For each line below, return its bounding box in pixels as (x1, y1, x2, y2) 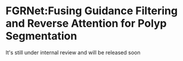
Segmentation (5, 30, 77, 43)
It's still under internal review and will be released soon (5, 49, 141, 56)
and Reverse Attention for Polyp (5, 17, 168, 30)
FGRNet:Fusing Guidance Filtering (5, 4, 178, 18)
